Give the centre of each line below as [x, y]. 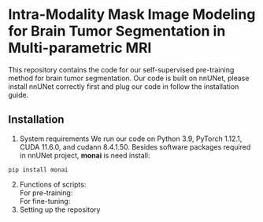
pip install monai [38, 170]
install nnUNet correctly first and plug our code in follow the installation [124, 86]
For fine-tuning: [45, 201]
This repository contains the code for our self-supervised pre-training [121, 69]
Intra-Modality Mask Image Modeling [132, 15]
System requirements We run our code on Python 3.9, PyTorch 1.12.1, [131, 139]
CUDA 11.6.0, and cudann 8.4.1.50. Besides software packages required [135, 146]
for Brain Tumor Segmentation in [117, 31]
